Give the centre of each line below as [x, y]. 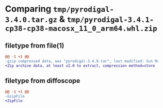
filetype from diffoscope [43, 81]
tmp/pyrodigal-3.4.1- [111, 20]
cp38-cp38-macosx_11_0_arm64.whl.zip [81, 29]
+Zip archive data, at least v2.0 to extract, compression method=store [80, 66]
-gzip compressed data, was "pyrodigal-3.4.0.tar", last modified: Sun [79, 61]
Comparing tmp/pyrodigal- [60, 9]
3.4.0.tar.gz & [35, 19]
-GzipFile [15, 96]
